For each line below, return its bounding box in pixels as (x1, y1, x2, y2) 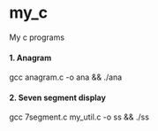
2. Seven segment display (9, 92, 106, 103)
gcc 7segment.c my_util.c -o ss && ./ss (9, 112, 150, 122)
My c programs (9, 32, 64, 42)
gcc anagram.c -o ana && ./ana (9, 72, 123, 82)
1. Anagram (9, 52, 52, 63)
